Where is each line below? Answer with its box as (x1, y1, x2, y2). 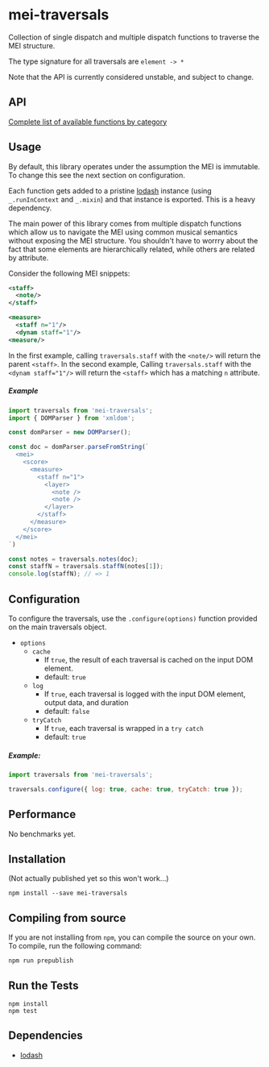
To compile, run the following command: (8, 941, 143, 951)
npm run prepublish (8, 957, 74, 965)
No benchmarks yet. (8, 828, 77, 839)
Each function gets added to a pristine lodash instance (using (8, 185, 212, 195)
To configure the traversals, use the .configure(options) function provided (8, 613, 258, 623)
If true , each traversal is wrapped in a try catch (43, 723, 204, 733)
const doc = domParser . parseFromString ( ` (8, 443, 150, 451)
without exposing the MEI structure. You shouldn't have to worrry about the (8, 235, 259, 245)
